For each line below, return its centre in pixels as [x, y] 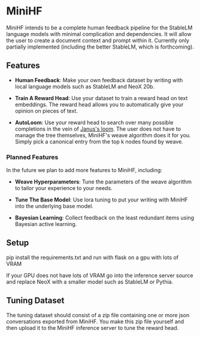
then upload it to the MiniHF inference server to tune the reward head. [93, 327]
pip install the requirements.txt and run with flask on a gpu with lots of [92, 257]
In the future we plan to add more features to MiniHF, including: [84, 170]
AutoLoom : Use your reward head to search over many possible [94, 122]
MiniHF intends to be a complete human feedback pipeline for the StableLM [99, 28]
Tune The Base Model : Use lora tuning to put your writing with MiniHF [101, 200]
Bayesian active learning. [46, 224]
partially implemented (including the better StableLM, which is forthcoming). [100, 47]
